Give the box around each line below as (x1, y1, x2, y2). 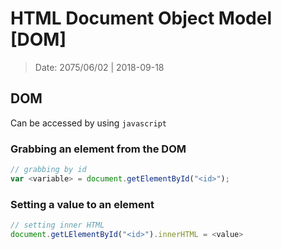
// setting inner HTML (10, 220, 105, 231)
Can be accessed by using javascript (10, 117, 167, 129)
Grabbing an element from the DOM (10, 142, 187, 156)
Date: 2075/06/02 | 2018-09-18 (34, 61, 165, 73)
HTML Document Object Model (10, 7, 273, 30)
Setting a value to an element (10, 197, 155, 211)
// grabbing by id (10, 165, 87, 175)
